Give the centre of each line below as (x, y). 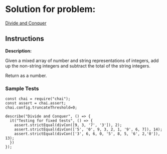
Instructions (25, 39)
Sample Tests (22, 88)
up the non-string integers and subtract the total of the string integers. (78, 65)
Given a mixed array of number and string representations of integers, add (82, 60)
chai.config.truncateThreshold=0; (41, 108)
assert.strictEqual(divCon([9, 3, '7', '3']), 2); (68, 125)
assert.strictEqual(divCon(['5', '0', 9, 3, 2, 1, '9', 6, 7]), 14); (89, 129)
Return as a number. (26, 75)
